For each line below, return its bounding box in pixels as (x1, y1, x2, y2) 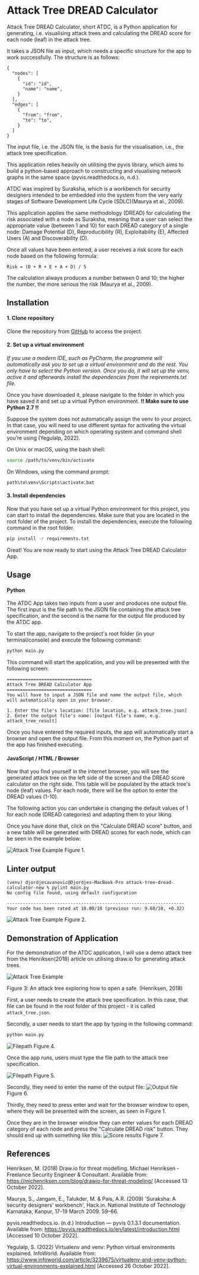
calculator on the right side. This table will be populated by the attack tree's (7, 781, 191, 788)
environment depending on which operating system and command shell (7, 428, 182, 435)
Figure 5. (33, 1072, 56, 1079)
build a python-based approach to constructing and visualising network (7, 167, 182, 174)
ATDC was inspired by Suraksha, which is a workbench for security (7, 185, 171, 192)
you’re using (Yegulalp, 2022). (7, 434, 81, 441)
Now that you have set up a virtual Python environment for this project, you (7, 505, 190, 512)
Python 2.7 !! (7, 403, 39, 411)
